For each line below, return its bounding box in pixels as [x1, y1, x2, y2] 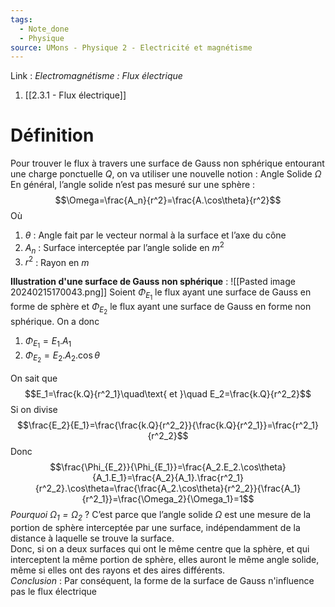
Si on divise [10, 403, 58, 415]
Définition [10, 124, 95, 147]
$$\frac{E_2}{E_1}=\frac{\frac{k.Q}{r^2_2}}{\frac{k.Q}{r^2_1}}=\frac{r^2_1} [16, 419, 319, 431]
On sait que [10, 372, 58, 384]
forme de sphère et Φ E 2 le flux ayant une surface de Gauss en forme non [10, 301, 312, 316]
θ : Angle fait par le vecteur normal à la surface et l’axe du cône [24, 229, 287, 241]
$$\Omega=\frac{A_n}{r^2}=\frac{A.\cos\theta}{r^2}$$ [54, 194, 282, 206]
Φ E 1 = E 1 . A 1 [24, 334, 72, 350]
